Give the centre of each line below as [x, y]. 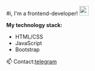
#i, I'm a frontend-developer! [42, 13]
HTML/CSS [29, 37]
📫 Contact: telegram [32, 61]
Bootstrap [27, 49]
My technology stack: [34, 25]
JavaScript [28, 43]
